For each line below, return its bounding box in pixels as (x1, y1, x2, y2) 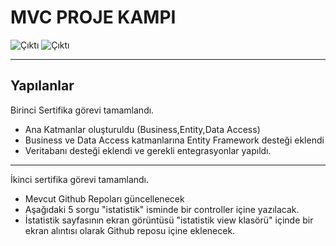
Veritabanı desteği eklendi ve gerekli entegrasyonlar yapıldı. (24, 144, 272, 156)
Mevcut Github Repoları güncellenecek (24, 192, 185, 205)
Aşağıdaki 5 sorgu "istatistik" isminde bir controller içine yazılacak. (24, 203, 300, 215)
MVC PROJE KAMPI (10, 6, 177, 29)
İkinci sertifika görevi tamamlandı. (10, 173, 150, 185)
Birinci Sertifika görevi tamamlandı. (10, 104, 155, 116)
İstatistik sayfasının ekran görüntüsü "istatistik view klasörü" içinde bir (24, 214, 314, 226)
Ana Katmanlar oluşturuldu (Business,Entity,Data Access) (24, 123, 261, 135)
